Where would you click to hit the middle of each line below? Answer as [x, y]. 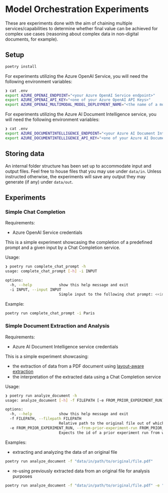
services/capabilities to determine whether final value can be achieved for [81, 28]
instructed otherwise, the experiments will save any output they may [75, 176]
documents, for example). [32, 39]
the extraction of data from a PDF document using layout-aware [78, 366]
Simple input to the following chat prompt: [106, 294]
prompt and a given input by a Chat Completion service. [63, 248]
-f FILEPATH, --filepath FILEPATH [45, 419]
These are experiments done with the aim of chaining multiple [69, 23]
